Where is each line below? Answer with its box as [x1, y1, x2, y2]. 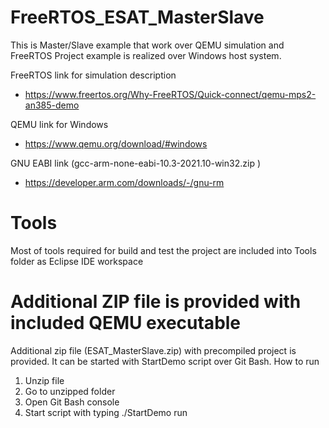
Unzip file [24, 374, 65, 386]
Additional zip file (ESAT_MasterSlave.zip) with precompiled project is [10, 344, 297, 356]
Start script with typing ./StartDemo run [24, 406, 188, 418]
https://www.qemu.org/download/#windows [24, 137, 208, 150]
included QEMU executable [10, 312, 242, 335]
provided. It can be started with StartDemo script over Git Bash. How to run [10, 355, 320, 367]
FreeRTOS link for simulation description [10, 69, 177, 81]
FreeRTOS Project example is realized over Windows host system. [10, 49, 282, 61]
